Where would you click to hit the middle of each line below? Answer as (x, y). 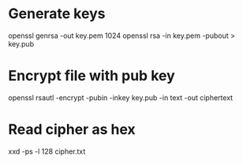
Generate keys (57, 14)
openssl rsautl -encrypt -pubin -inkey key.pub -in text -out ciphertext (121, 97)
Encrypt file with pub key (92, 76)
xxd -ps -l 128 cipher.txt (47, 151)
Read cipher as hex (72, 130)
